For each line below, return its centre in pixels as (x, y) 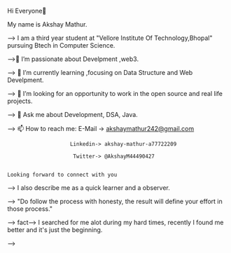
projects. (20, 101)
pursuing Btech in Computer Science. (61, 45)
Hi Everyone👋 (27, 11)
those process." (30, 209)
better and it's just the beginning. (55, 230)
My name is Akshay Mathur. (47, 24)
